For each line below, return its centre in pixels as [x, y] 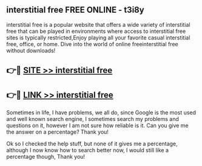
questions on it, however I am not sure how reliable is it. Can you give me [98, 126]
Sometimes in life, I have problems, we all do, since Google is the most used [101, 112]
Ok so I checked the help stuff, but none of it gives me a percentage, [92, 144]
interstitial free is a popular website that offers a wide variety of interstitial [98, 24]
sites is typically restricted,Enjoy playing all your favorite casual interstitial [98, 37]
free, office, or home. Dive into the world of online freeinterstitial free [92, 44]
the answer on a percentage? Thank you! [58, 132]
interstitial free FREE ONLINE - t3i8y [75, 10]
